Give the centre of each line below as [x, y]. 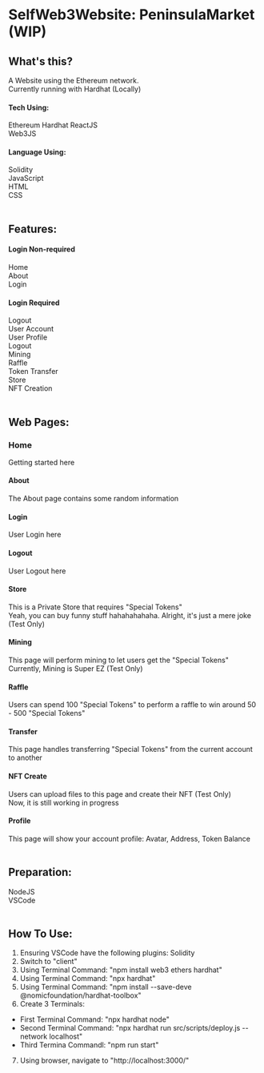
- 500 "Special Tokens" [47, 713]
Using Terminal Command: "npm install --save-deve [106, 987]
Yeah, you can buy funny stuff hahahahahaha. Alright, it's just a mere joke [130, 615]
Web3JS [22, 134]
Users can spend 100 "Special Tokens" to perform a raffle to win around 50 [132, 705]
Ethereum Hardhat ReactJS [53, 125]
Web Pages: [39, 422]
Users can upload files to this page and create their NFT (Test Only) [120, 794]
